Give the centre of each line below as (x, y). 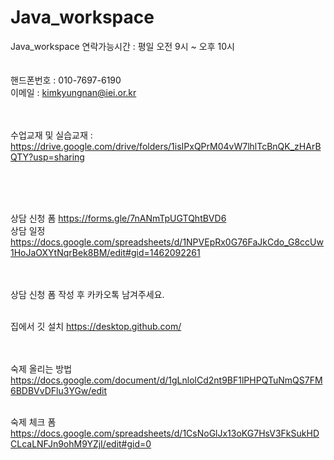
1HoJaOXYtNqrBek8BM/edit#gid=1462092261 (105, 252)
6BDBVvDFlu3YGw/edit (59, 390)
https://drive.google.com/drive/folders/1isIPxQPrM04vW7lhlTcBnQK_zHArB (166, 146)
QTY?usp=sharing (47, 157)
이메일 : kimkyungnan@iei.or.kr (73, 92)
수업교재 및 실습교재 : (51, 135)
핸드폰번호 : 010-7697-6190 (66, 80)
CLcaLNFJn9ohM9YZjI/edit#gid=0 (81, 443)
